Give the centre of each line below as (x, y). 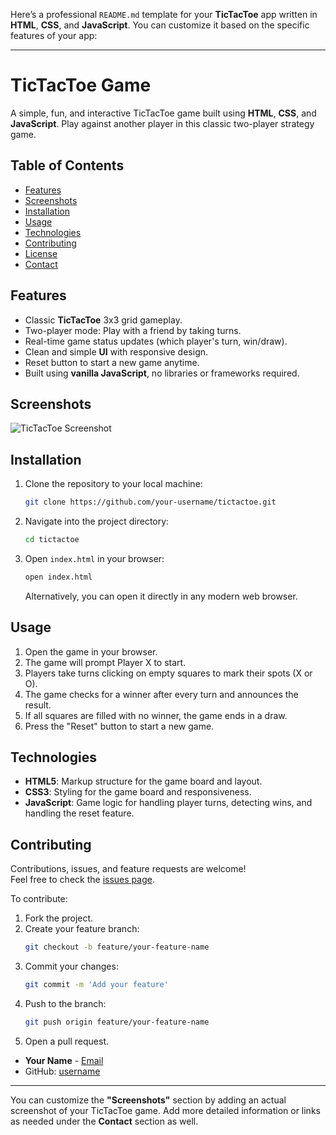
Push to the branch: (65, 1003)
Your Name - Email (64, 1060)
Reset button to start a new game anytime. (112, 362)
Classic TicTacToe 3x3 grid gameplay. (103, 320)
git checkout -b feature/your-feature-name (117, 947)
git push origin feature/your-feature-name (117, 1022)
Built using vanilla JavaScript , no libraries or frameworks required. (162, 373)
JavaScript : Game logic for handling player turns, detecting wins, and (168, 803)
